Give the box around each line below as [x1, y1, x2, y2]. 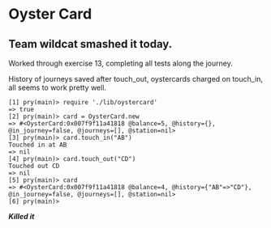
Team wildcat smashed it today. [8, 37, 173, 51]
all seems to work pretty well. [8, 82, 107, 92]
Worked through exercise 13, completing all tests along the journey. [8, 58, 233, 68]
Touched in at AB [8, 141, 67, 149]
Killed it [8, 212, 35, 221]
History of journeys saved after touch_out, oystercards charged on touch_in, [8, 74, 264, 83]
